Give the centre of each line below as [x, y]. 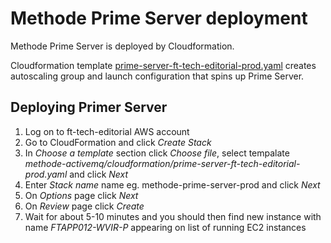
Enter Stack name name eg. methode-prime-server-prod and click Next [172, 184]
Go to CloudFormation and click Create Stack [118, 142]
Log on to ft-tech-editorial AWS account [107, 131]
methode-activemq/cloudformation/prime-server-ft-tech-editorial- [162, 163]
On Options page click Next [81, 195]
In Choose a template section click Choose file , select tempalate [157, 153]
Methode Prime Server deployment [159, 18]
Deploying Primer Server [89, 107]
